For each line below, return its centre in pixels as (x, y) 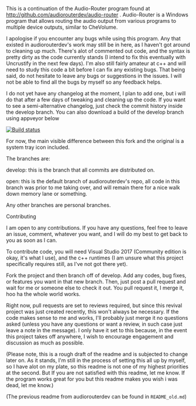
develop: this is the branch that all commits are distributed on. (80, 170)
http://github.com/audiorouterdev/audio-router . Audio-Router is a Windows (97, 15)
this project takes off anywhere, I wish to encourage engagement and (90, 337)
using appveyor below (33, 118)
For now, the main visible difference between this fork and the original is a (95, 141)
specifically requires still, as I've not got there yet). (67, 264)
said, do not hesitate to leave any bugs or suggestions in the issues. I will (94, 76)
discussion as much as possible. (45, 343)
